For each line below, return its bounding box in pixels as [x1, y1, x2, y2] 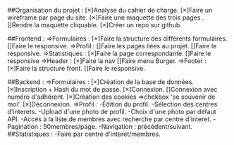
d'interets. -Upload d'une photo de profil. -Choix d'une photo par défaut [7, 108, 216, 116]
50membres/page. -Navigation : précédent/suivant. [43, 123, 192, 130]
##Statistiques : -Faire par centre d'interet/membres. [7, 130, 161, 138]
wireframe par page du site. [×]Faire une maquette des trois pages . [7, 13, 204, 22]
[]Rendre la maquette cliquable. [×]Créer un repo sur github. [7, 21, 182, 29]
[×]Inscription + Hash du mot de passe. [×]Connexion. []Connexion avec [7, 85, 218, 93]
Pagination [7, 123, 39, 130]
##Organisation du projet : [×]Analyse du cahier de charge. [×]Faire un [7, 6, 213, 14]
